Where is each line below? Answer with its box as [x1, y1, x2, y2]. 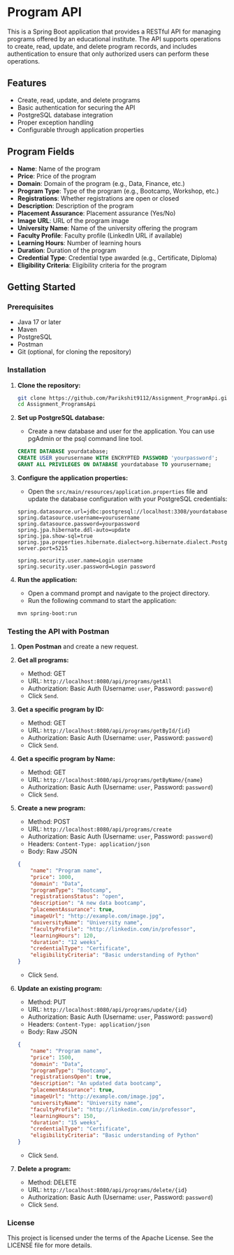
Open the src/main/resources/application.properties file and [27, 487, 208, 495]
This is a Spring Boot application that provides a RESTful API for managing [7, 27, 221, 36]
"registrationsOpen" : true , [30, 1073, 112, 1080]
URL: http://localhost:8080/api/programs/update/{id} [27, 1006, 188, 1014]
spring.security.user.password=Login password [17, 563, 156, 570]
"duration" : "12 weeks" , [30, 938, 103, 945]
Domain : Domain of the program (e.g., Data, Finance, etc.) [17, 179, 185, 187]
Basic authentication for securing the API [17, 103, 136, 112]
